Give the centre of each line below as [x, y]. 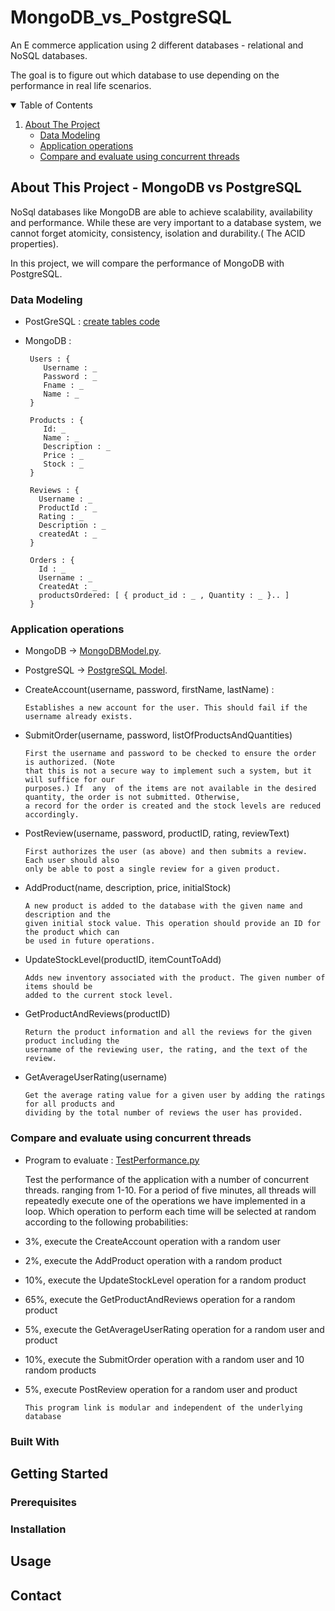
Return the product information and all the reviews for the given [168, 1032]
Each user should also [72, 861]
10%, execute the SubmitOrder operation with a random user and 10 [164, 1359]
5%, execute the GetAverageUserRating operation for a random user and [174, 1329]
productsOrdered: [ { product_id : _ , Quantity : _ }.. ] [164, 596]
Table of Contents [56, 105]
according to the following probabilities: [106, 1222]
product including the [72, 1041]
